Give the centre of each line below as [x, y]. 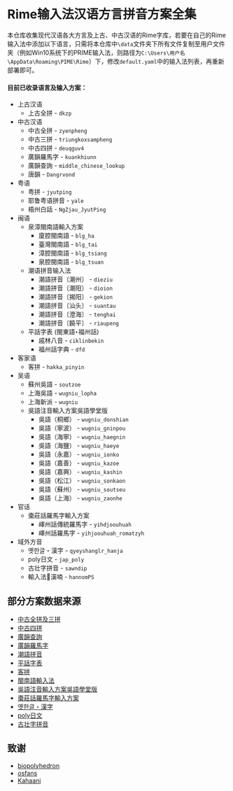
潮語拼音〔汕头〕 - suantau [77, 306]
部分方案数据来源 [44, 601]
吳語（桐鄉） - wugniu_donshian [84, 419]
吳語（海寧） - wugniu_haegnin [82, 437]
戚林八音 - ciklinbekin [71, 341]
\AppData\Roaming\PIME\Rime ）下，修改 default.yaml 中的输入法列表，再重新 [116, 61]
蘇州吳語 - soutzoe [55, 384]
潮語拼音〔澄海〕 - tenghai [77, 314]
